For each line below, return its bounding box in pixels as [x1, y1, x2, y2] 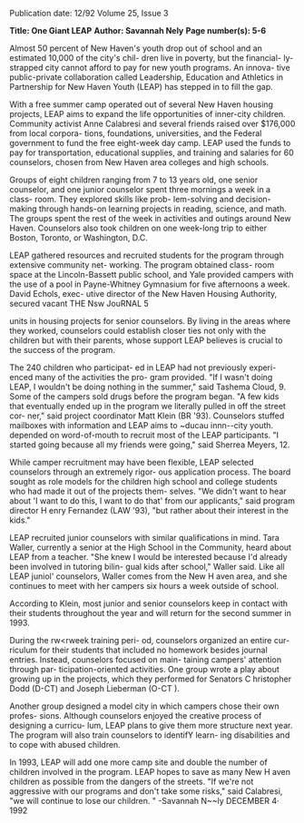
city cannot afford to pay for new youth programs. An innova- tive [44, 63, 290, 73]
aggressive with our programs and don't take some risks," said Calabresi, [9, 786, 283, 797]
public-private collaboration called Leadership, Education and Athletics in [9, 72, 284, 83]
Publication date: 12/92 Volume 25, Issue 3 [9, 8, 169, 18]
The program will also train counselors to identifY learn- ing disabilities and [9, 730, 290, 740]
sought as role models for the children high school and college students [9, 476, 279, 486]
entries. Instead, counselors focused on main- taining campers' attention [9, 654, 282, 665]
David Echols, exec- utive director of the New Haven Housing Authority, [9, 289, 278, 299]
